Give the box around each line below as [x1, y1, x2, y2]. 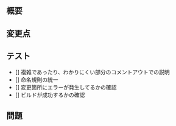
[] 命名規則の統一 [15, 75, 58, 83]
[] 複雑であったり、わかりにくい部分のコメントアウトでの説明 [15, 68, 170, 75]
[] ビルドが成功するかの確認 [15, 91, 85, 99]
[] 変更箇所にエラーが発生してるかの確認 [15, 83, 117, 91]
